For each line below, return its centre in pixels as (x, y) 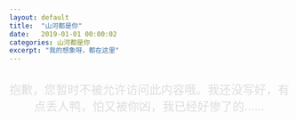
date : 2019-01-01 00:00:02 (63, 34)
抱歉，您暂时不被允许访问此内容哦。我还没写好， (144, 90)
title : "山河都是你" (46, 26)
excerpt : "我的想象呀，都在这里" (64, 51)
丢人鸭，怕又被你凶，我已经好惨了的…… (155, 106)
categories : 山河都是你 (50, 42)
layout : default (39, 17)
